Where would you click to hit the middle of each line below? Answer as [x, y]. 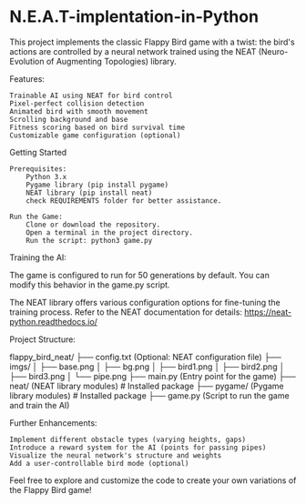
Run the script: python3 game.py [89, 240]
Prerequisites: [38, 169]
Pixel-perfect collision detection [77, 103]
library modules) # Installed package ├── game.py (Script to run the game [149, 395]
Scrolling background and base [69, 119]
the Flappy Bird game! [51, 489]
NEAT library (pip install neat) [89, 193]
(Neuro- [273, 51]
